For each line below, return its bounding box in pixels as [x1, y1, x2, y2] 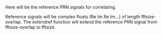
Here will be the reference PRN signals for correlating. [5, 4, 116, 10]
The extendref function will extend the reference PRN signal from [23, 19, 157, 25]
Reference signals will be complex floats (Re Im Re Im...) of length [5, 14, 140, 19]
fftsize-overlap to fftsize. [5, 24, 56, 30]
